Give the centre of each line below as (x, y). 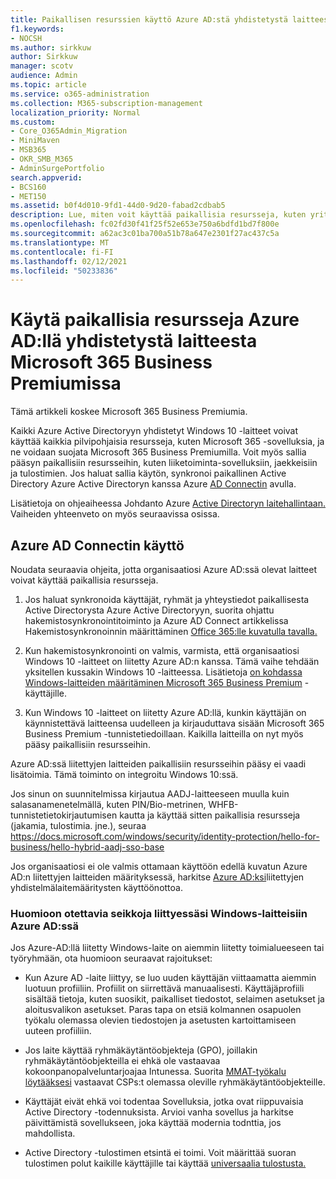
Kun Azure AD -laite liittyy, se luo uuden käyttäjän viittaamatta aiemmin (170, 978)
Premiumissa (66, 383)
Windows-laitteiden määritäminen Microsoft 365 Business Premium (163, 682)
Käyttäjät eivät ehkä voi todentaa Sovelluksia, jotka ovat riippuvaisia (164, 1102)
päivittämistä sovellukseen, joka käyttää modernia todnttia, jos (153, 1123)
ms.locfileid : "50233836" (64, 271)
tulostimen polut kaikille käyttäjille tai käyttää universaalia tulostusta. (165, 1163)
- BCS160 (28, 187)
